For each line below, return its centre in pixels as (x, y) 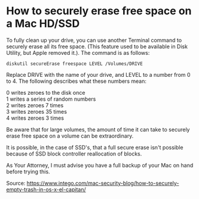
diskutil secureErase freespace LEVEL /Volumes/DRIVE (75, 64)
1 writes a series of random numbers (51, 99)
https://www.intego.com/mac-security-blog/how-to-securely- (103, 183)
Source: (16, 183)
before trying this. (28, 172)
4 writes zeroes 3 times (35, 118)
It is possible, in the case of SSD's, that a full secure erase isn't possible (95, 147)
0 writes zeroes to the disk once (46, 92)
